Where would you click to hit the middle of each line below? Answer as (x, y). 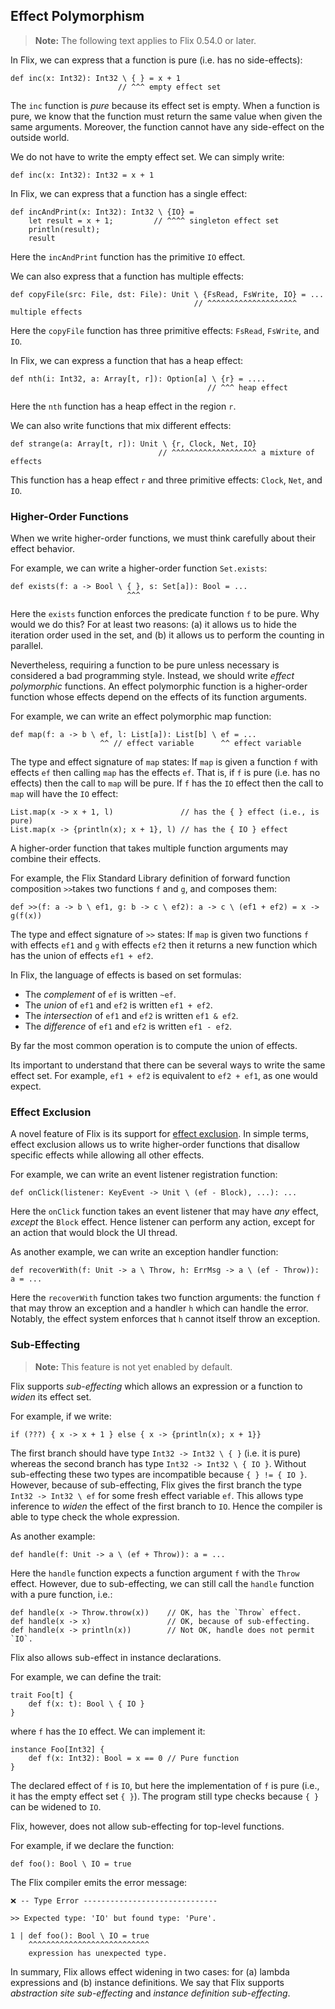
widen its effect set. (51, 1396)
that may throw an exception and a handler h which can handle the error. (159, 1308)
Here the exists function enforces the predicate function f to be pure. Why (165, 614)
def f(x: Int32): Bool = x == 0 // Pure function (134, 1758)
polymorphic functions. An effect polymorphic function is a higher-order (159, 686)
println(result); (64, 229)
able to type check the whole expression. (95, 1516)
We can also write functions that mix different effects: (121, 425)
